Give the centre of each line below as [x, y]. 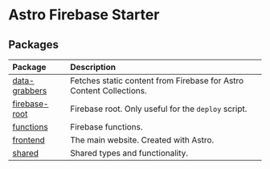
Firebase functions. [106, 127]
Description [93, 67]
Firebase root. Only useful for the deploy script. [159, 109]
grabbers [30, 91]
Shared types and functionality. [129, 153]
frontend [29, 140]
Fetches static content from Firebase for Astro [157, 80]
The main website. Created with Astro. [142, 140]
